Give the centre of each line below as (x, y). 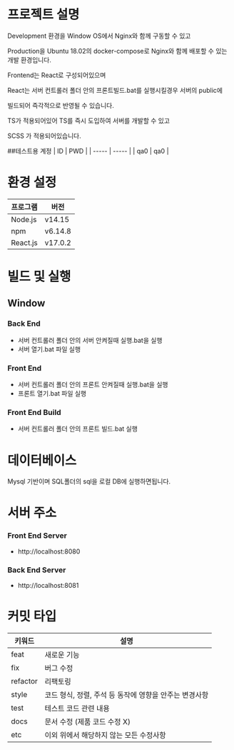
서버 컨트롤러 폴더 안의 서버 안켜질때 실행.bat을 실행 (90, 340)
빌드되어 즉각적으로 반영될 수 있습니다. (61, 105)
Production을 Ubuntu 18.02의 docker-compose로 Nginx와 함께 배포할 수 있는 (117, 51)
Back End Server (37, 570)
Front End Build (35, 412)
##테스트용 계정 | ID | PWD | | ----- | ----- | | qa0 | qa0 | (88, 151)
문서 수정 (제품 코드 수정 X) (87, 722)
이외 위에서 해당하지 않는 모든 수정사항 (105, 735)
